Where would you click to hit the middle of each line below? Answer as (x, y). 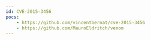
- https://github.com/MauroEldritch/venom (70, 28)
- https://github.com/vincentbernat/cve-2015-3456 (81, 22)
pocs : (12, 17)
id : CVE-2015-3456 (28, 11)
